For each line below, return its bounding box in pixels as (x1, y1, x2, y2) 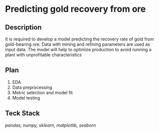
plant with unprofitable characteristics (5, 52, 82, 58)
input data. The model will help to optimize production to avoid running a (5, 47, 152, 52)
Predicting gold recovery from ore (5, 3, 146, 15)
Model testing (12, 95, 40, 100)
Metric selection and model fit (12, 90, 73, 96)
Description (5, 23, 42, 32)
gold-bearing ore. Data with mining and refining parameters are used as (5, 41, 151, 47)
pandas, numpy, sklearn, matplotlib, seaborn (5, 122, 96, 128)
